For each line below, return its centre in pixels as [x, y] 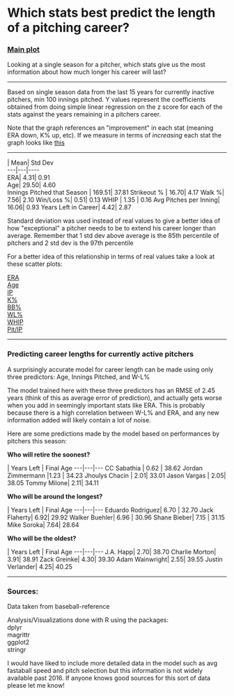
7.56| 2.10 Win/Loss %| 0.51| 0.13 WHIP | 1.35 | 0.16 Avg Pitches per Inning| [114, 200]
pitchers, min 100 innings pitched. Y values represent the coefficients [107, 100]
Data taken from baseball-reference [58, 607]
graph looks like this [36, 143]
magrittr [18, 635]
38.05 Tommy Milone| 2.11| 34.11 [53, 482]
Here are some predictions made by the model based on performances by [114, 434]
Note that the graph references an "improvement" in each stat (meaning [110, 128]
